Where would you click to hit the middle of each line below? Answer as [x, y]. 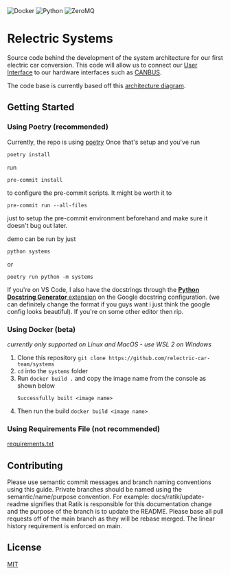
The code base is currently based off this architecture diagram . [96, 85]
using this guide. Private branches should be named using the [94, 490]
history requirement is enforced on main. [65, 526]
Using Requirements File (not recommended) [83, 428]
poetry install [29, 154]
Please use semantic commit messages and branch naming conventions [109, 482]
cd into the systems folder [53, 370]
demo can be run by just [42, 239]
